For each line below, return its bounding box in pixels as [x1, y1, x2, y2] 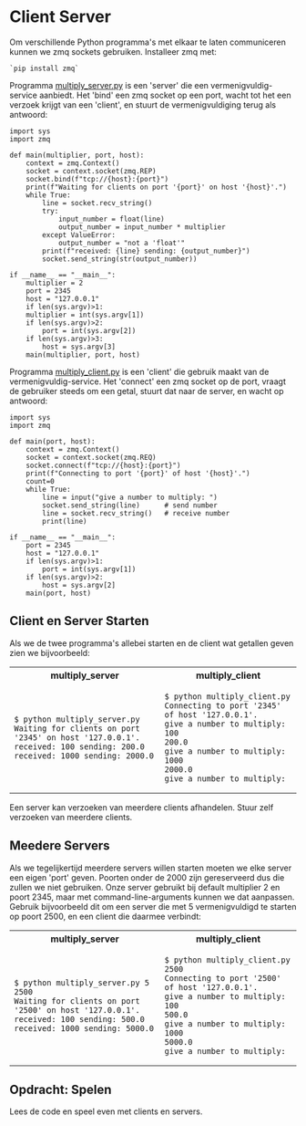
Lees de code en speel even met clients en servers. [9, 1106, 203, 1117]
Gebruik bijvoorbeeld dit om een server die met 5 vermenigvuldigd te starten [9, 901, 297, 912]
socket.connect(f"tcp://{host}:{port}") [25, 461, 181, 470]
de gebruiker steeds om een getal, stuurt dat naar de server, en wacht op [9, 385, 284, 396]
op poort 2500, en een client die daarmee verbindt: [9, 911, 202, 922]
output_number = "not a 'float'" [57, 238, 185, 247]
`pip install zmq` [9, 64, 79, 73]
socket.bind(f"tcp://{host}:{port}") [25, 174, 169, 183]
